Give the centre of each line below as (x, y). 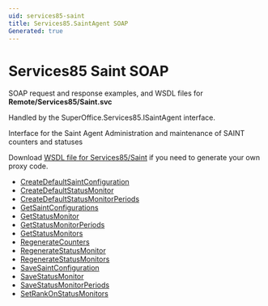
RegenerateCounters (55, 242)
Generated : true (36, 31)
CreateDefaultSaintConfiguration (74, 182)
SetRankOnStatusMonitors (64, 294)
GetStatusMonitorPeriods (62, 225)
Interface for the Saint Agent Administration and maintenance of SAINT (127, 134)
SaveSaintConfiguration (60, 268)
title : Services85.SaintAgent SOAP (68, 23)
